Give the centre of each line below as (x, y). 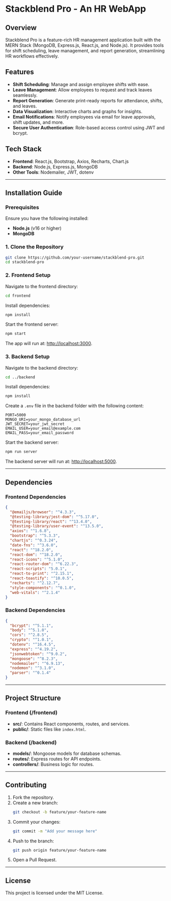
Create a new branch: (35, 803)
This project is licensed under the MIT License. (54, 893)
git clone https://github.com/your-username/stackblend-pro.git (75, 258)
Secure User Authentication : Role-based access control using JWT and (89, 127)
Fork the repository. (33, 797)
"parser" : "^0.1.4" (31, 673)
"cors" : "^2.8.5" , (30, 635)
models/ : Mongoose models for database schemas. (67, 753)
